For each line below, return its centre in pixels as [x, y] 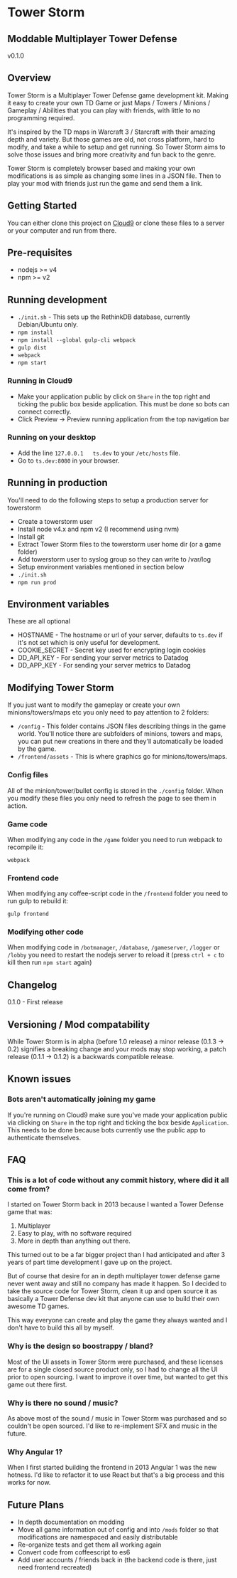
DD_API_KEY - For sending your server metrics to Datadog [103, 658]
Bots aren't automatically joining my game [82, 1099]
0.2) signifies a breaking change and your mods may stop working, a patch [117, 1049]
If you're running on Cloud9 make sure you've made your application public [118, 1115]
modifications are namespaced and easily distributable [98, 1537]
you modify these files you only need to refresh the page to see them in [112, 798]
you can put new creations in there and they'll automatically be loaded [120, 742]
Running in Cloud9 [40, 381]
